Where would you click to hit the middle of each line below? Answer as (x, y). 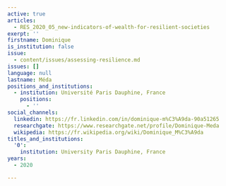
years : (17, 159)
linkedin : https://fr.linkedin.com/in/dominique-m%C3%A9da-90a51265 (117, 119)
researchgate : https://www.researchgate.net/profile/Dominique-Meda (117, 126)
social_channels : (33, 112)
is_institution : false (41, 47)
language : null (30, 73)
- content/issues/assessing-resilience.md (77, 60)
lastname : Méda (30, 80)
